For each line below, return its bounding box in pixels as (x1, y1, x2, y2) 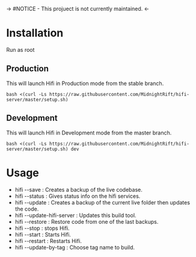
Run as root (6, 46, 35, 53)
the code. (14, 205, 39, 212)
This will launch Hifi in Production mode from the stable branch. (6, 80, 164, 87)
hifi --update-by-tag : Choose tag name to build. (14, 244, 135, 251)
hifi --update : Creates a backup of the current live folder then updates (14, 198, 191, 206)
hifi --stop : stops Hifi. (14, 224, 70, 232)
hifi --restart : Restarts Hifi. (14, 237, 82, 244)
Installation (6, 27, 64, 40)
